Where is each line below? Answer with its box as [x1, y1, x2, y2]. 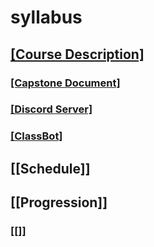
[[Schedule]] [10, 160, 91, 177]
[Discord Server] [10, 102, 93, 116]
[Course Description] [10, 46, 145, 63]
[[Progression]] [10, 194, 108, 211]
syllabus [10, 6, 83, 29]
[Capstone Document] [10, 76, 121, 90]
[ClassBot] [10, 129, 63, 143]
